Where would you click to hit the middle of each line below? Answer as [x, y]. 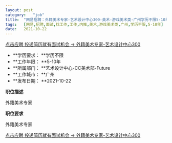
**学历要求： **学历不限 [38, 55]
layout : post [19, 10]
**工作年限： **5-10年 [37, 62]
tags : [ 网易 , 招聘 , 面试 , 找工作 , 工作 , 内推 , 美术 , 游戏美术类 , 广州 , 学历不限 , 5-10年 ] [84, 24]
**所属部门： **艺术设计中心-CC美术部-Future [61, 68]
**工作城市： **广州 [34, 74]
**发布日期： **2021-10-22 [42, 81]
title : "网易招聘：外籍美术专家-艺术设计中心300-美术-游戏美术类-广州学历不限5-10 [85, 19]
